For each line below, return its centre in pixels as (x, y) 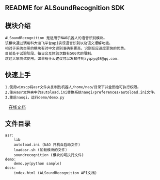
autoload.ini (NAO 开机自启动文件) (47, 145)
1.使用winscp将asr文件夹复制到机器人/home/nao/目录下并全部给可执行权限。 (73, 87)
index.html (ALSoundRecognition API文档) (55, 173)
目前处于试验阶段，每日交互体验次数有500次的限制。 (50, 54)
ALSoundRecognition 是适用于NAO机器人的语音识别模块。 (56, 38)
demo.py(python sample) (38, 164)
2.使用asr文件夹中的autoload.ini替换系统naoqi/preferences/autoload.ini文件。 (81, 92)
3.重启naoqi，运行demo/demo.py (35, 98)
